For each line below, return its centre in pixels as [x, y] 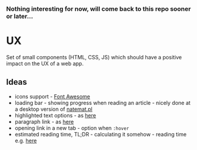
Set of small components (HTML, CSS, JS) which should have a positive [94, 57]
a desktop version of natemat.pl [54, 109]
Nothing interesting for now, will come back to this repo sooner [99, 9]
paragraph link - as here [44, 122]
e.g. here [26, 141]
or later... [20, 16]
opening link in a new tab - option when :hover [72, 128]
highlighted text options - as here [55, 115]
